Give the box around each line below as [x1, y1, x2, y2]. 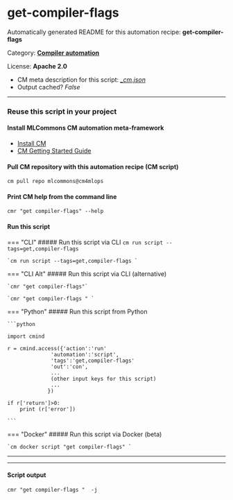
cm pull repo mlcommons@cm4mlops [7, 178, 104, 185]
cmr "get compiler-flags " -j [7, 486, 98, 493]
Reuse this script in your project [7, 106, 117, 116]
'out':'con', [51, 363, 89, 370]
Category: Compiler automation [7, 49, 100, 57]
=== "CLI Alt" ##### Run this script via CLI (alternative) [7, 269, 167, 278]
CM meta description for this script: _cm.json [17, 75, 146, 84]
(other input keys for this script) [51, 375, 157, 382]
